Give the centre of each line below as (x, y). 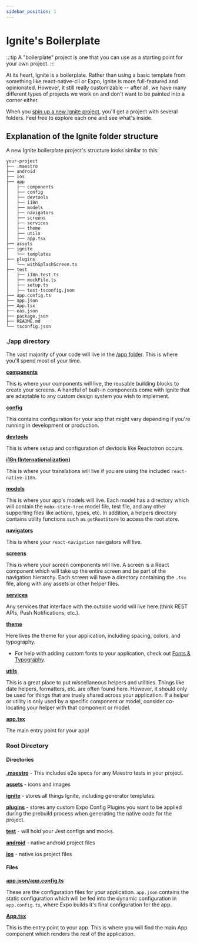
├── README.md (24, 322)
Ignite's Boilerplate (53, 40)
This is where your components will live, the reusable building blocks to (93, 383)
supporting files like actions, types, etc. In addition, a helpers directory (91, 513)
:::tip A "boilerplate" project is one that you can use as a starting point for (95, 57)
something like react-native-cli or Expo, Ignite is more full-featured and (92, 81)
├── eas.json (22, 311)
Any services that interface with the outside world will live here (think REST (97, 606)
